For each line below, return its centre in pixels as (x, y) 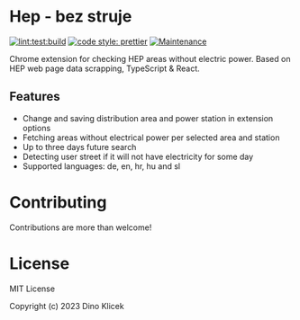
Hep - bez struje (71, 17)
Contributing (58, 202)
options (36, 128)
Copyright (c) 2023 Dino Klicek (67, 306)
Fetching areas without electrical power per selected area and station (151, 138)
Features (35, 97)
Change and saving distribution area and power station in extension (148, 118)
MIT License (32, 289)
